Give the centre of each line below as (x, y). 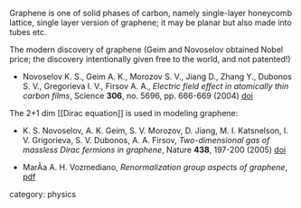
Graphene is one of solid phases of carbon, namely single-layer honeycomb (150, 13)
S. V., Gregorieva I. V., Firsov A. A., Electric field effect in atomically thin (155, 86)
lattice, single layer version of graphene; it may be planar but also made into (150, 23)
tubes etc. (28, 32)
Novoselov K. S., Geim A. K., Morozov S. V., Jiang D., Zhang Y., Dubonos (157, 77)
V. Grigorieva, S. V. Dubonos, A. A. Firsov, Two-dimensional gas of (146, 140)
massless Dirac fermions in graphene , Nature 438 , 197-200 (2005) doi (154, 149)
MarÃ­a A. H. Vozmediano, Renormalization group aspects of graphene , (155, 167)
